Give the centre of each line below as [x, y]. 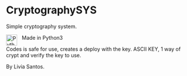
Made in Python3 [42, 37]
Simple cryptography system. [41, 26]
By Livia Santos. [25, 66]
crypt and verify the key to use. [44, 55]
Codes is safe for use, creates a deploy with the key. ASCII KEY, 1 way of [93, 49]
